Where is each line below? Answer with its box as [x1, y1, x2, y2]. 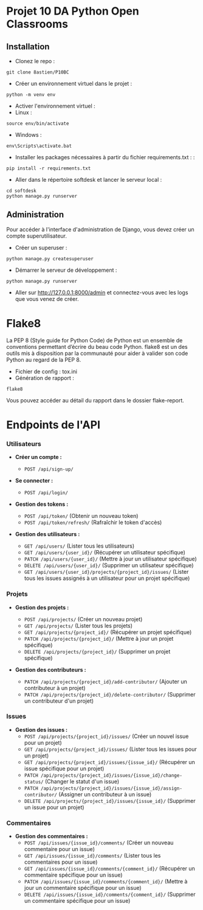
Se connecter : [15, 477, 53, 484]
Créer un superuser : [15, 244, 67, 251]
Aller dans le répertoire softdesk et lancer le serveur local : [15, 176, 162, 183]
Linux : [15, 109, 32, 116]
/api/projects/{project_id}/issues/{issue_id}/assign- [40, 785, 182, 791]
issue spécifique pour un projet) [24, 765, 105, 772]
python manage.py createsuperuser [6, 255, 94, 262]
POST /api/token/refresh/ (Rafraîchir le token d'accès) [24, 519, 162, 526]
